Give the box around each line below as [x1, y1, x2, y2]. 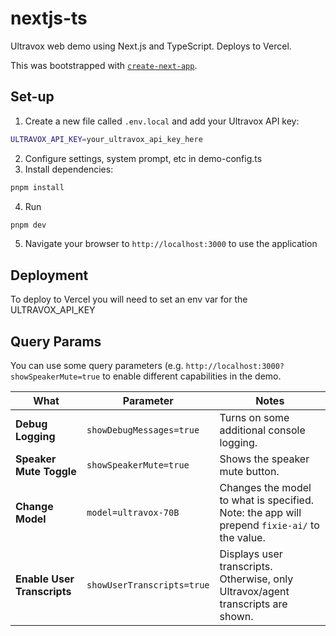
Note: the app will [219, 506, 302, 519]
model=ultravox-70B [86, 507, 180, 518]
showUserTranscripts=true [86, 580, 210, 591]
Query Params [10, 333, 102, 350]
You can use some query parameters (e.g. [10, 360, 184, 371]
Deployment [10, 267, 89, 284]
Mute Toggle [15, 465, 77, 478]
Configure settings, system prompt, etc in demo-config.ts [24, 152, 263, 164]
